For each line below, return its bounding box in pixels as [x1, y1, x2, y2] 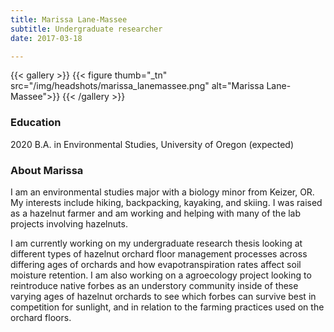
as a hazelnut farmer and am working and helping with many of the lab [10, 207, 302, 219]
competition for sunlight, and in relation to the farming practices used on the [10, 301, 325, 313]
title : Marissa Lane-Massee [10, 14, 128, 25]
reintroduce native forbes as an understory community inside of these [10, 279, 299, 291]
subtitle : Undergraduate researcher [10, 24, 163, 34]
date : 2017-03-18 [10, 33, 83, 43]
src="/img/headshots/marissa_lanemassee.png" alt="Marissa [10, 80, 265, 92]
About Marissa [10, 163, 84, 177]
